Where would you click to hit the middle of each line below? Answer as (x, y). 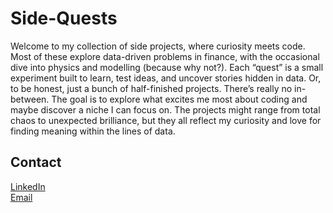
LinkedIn (28, 186)
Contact (36, 162)
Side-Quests (64, 18)
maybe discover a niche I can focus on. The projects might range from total (165, 109)
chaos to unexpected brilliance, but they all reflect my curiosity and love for (166, 120)
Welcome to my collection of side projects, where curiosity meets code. (158, 46)
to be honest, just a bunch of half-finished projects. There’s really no (151, 88)
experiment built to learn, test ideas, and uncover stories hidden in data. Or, (166, 78)
